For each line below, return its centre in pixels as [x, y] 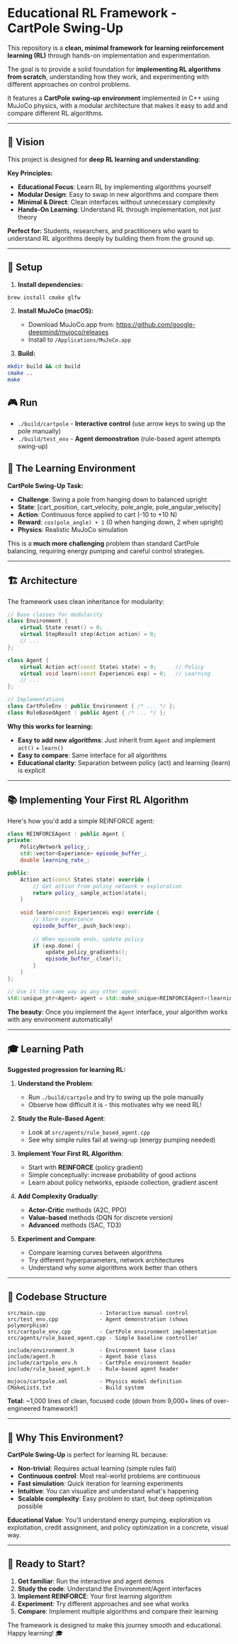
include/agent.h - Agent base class [82, 1357]
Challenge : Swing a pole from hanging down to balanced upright [112, 499]
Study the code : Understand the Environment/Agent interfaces [109, 1589]
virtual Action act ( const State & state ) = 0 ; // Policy [112, 667]
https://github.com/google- [156, 325]
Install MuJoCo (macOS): [55, 311]
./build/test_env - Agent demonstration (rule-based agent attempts [119, 438]
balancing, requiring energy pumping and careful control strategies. [106, 551]
